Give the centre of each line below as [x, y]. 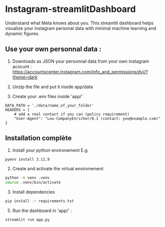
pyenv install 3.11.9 [27, 159]
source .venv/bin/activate [33, 183]
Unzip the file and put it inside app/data [53, 87]
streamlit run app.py [27, 220]
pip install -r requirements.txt [40, 201]
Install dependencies [34, 192]
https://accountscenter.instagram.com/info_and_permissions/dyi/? [80, 72]
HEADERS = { [17, 110]
